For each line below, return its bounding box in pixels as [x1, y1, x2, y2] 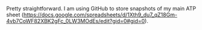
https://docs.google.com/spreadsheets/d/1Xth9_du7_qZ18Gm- [23, 11, 178, 18]
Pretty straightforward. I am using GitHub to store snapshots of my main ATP [6, 5, 197, 12]
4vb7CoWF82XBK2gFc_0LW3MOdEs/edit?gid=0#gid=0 [6, 18, 145, 24]
